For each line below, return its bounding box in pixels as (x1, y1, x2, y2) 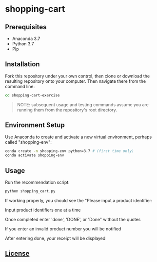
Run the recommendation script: (5, 179, 70, 186)
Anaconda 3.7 (12, 36, 40, 41)
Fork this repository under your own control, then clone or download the (5, 73, 150, 79)
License (5, 249, 30, 258)
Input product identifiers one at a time (5, 207, 81, 213)
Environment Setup (5, 121, 65, 130)
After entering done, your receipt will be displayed (5, 235, 106, 241)
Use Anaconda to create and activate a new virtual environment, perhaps (5, 134, 152, 140)
